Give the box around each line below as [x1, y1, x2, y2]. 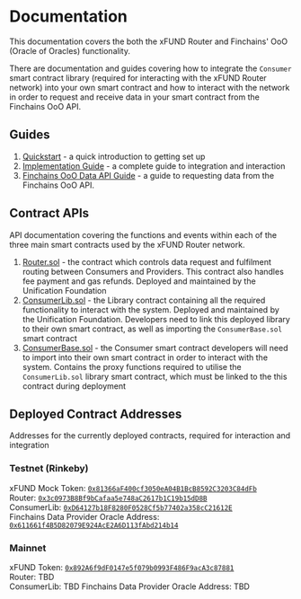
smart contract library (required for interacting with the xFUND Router [9, 72, 267, 83]
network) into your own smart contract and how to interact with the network [9, 82, 290, 92]
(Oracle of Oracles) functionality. [9, 45, 130, 56]
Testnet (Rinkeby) [9, 462, 89, 475]
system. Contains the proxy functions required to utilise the [22, 361, 242, 372]
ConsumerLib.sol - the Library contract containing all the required [22, 295, 266, 305]
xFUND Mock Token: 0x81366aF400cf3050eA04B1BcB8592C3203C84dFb [9, 482, 258, 493]
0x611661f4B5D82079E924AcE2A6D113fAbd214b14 [9, 521, 179, 530]
